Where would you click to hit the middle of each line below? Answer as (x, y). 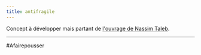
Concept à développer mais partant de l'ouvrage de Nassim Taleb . (88, 28)
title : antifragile (31, 12)
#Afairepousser (25, 46)
